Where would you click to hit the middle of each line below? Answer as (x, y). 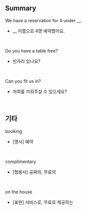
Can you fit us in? (23, 81)
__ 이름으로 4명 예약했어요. (38, 31)
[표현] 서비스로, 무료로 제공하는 (43, 202)
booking (14, 131)
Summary (21, 8)
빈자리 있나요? (26, 61)
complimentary (21, 162)
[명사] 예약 (23, 141)
